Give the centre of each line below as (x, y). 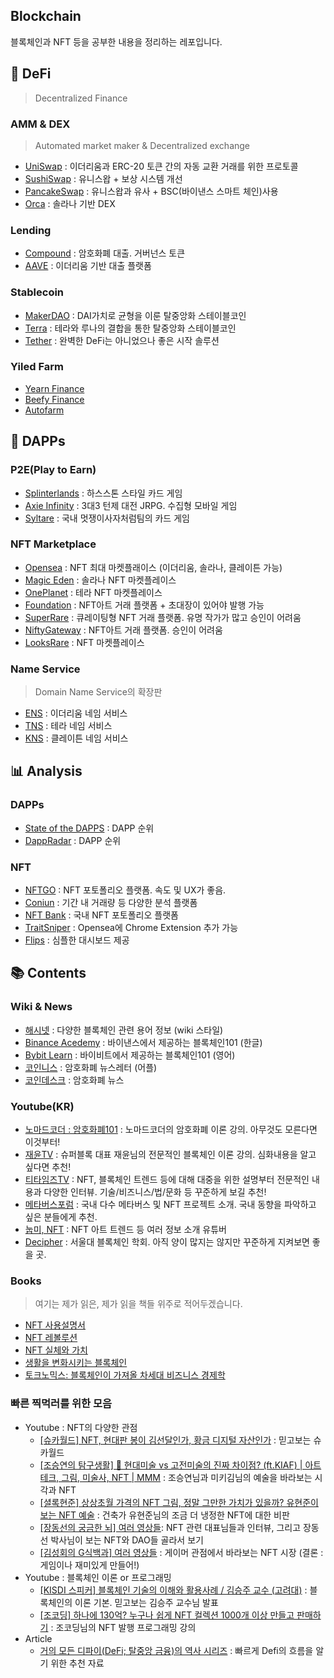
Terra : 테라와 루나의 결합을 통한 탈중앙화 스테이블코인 (130, 328)
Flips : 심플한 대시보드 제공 (77, 940)
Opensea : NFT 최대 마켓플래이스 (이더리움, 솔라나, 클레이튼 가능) (153, 567)
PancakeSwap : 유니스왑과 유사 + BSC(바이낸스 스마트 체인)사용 (151, 191)
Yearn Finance (54, 388)
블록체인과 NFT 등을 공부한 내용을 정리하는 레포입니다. (116, 41)
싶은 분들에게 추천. (61, 1217)
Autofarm (44, 410)
